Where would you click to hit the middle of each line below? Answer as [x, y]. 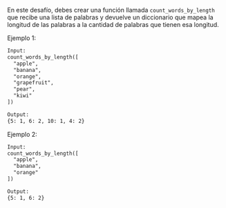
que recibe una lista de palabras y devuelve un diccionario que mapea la [110, 17]
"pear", [25, 89]
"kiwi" [23, 96]
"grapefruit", [34, 83]
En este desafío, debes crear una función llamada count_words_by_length [111, 10]
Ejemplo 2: [22, 134]
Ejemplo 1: [22, 38]
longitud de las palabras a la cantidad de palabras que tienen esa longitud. [113, 25]
